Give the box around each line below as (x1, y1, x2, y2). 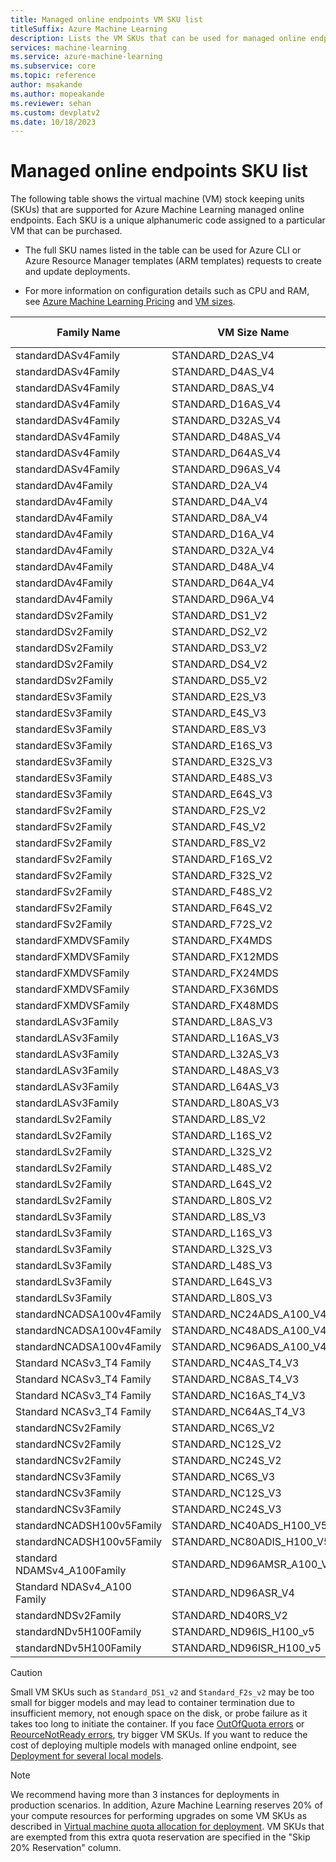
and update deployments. (24, 266, 131, 278)
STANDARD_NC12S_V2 (171, 1437, 282, 1451)
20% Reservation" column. (10, 1842, 122, 1854)
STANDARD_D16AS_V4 (171, 397, 282, 411)
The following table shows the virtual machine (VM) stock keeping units (10, 193, 305, 205)
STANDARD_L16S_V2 (171, 1129, 273, 1143)
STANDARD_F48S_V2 (171, 885, 273, 899)
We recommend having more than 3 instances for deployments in (10, 1789, 280, 1801)
